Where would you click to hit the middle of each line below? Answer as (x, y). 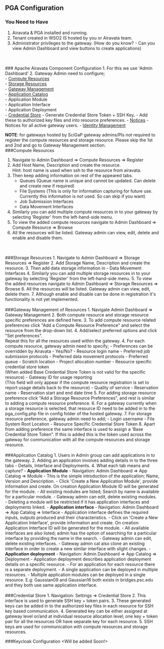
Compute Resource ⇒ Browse (42, 227)
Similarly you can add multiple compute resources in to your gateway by (85, 212)
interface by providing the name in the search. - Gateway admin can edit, (79, 538)
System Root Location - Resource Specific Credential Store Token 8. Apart (80, 424)
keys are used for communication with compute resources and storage (76, 627)
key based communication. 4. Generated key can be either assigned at (76, 611)
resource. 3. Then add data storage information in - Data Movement (73, 268)
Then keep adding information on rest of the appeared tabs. (72, 175)
